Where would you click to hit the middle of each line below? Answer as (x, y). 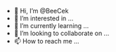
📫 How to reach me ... (46, 41)
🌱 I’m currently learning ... (51, 26)
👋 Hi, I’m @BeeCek (41, 11)
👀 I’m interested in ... (44, 18)
